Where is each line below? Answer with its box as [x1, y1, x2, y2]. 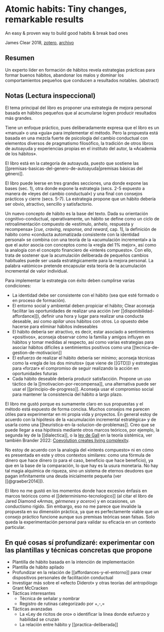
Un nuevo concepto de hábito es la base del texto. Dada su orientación [5, 210, 148, 217]
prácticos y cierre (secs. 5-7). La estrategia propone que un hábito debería [5, 195, 156, 202]
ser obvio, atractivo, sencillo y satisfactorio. [5, 201, 93, 207]
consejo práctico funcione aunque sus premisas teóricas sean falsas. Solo [5, 514, 155, 520]
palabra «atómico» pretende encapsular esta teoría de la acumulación [5, 263, 146, 269]
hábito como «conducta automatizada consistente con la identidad [5, 231, 140, 237]
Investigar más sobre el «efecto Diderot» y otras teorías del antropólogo [12, 580, 158, 586]
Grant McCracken [12, 585, 48, 591]
